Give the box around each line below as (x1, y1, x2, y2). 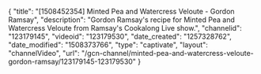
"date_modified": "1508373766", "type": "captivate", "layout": (8, 40, 208, 50)
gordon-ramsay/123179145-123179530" (8, 57, 137, 66)
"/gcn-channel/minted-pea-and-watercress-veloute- (81, 49, 255, 57)
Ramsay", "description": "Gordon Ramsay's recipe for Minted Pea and (8, 15, 236, 24)
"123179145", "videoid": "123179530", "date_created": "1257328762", (8, 31, 232, 41)
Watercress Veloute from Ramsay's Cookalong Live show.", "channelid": (8, 24, 243, 32)
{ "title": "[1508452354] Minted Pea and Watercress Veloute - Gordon (8, 7, 235, 16)
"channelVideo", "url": (8, 49, 81, 57)
